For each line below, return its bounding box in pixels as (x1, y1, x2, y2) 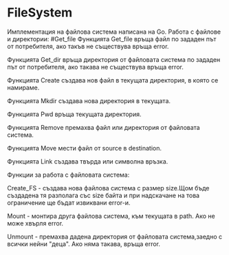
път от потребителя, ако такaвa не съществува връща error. (7, 63, 184, 71)
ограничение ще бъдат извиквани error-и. (7, 198, 131, 207)
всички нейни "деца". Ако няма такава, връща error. (7, 239, 160, 248)
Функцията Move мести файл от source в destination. (7, 144, 162, 152)
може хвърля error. (7, 219, 64, 228)
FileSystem (7, 5, 73, 21)
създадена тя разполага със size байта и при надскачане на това (7, 191, 200, 199)
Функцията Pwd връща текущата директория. (7, 110, 142, 118)
